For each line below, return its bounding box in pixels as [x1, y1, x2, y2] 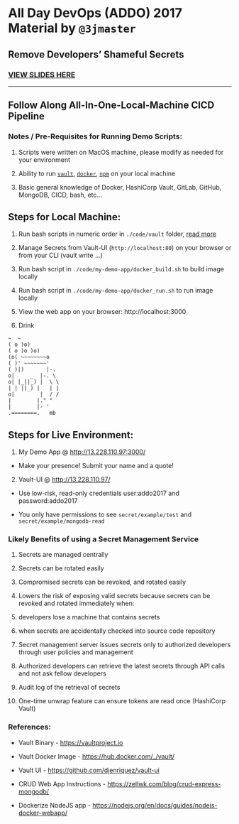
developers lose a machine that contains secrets [18, 613, 160, 622]
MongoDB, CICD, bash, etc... [18, 190, 102, 199]
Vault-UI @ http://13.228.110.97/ [18, 475, 111, 484]
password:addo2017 [18, 497, 78, 505]
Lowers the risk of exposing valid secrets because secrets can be [18, 592, 211, 600]
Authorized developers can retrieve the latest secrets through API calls [18, 662, 226, 671]
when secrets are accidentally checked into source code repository [18, 627, 216, 635]
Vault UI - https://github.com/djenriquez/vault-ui [18, 766, 160, 774]
